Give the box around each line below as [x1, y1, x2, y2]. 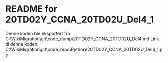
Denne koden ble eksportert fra [5, 30, 70, 36]
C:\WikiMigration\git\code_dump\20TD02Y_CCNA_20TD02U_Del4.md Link [5, 36, 159, 42]
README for [5, 3, 58, 15]
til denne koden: [5, 41, 39, 47]
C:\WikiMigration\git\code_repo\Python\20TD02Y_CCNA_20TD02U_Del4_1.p [5, 46, 163, 52]
